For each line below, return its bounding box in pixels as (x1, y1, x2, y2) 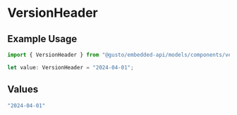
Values (7, 83, 39, 95)
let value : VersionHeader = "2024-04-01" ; (7, 64, 134, 71)
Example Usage (7, 33, 78, 45)
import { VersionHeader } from (7, 51, 99, 58)
